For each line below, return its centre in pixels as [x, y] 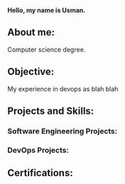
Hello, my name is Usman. [47, 10]
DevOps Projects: [38, 150]
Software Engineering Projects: [62, 131]
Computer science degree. [47, 50]
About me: [31, 32]
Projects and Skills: [51, 111]
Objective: [31, 72]
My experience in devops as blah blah [63, 88]
